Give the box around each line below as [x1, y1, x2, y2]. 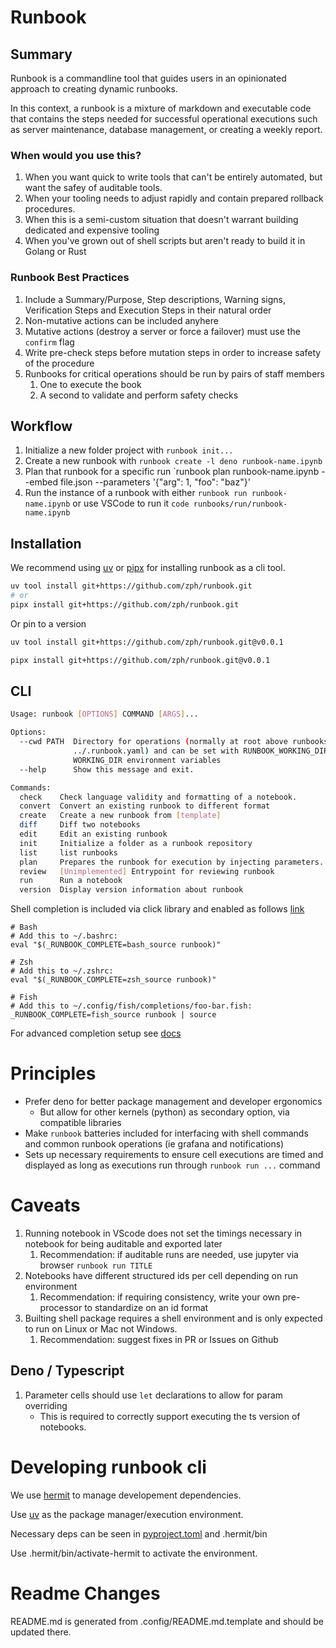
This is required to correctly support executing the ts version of [39, 1410, 301, 1422]
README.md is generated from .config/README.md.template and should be [10, 1615, 324, 1627]
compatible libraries [39, 1117, 122, 1129]
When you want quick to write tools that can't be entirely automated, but [24, 171, 323, 183]
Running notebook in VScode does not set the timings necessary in [24, 1227, 303, 1240]
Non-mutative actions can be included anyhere [24, 314, 219, 326]
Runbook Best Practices [10, 271, 130, 285]
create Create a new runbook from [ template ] [19, 811, 222, 821]
